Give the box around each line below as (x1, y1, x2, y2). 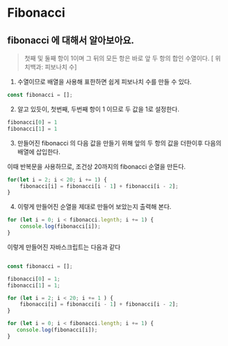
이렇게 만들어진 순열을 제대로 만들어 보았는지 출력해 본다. (17, 203, 172, 211)
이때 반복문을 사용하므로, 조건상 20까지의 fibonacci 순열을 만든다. (7, 162, 186, 171)
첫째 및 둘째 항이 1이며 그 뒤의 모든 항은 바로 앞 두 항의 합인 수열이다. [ (24, 54, 214, 62)
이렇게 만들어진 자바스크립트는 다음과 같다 (7, 242, 121, 251)
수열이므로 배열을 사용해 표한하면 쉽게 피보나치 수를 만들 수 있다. (17, 78, 192, 86)
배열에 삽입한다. (17, 148, 60, 156)
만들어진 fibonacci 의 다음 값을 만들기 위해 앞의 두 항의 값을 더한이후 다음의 (17, 139, 222, 147)
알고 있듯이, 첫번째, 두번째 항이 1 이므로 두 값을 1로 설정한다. (17, 104, 179, 113)
